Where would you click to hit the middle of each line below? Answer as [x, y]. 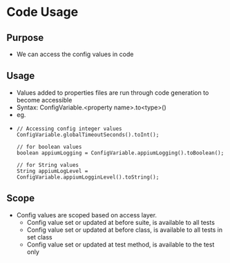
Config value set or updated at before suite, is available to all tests [121, 222]
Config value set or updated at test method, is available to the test [121, 244]
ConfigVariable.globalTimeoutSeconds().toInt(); [88, 135]
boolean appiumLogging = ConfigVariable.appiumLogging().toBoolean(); [120, 153]
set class [39, 237]
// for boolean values [49, 147]
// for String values [47, 165]
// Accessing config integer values [69, 129]
